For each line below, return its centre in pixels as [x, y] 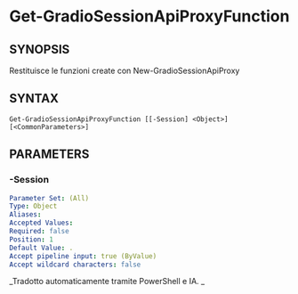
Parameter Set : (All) [49, 198]
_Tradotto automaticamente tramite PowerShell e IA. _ [107, 282]
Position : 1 [31, 239]
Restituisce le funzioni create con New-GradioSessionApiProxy [125, 70]
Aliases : [25, 215]
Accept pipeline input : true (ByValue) [83, 256]
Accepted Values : [41, 223]
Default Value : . [41, 248]
